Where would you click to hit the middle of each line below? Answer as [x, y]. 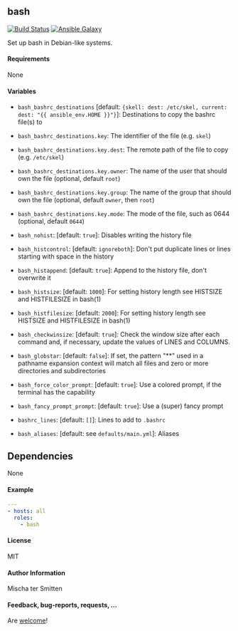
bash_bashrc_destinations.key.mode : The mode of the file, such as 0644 [124, 214]
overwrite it [34, 278]
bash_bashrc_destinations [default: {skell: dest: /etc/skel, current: [122, 107]
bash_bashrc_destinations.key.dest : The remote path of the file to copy [123, 150]
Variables [22, 91]
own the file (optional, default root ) [69, 179]
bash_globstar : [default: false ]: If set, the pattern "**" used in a [110, 356]
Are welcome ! [28, 621]
